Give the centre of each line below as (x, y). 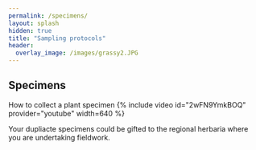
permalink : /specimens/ (48, 16)
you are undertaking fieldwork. (59, 137)
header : (21, 46)
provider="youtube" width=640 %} (66, 113)
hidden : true (30, 30)
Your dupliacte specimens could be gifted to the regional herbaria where (128, 128)
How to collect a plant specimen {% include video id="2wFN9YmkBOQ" (127, 104)
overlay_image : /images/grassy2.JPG (77, 53)
